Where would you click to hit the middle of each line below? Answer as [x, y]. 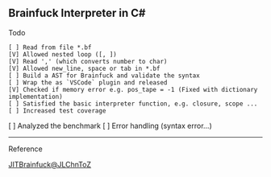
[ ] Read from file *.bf [50, 47]
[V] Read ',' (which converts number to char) [88, 61]
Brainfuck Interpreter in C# [77, 13]
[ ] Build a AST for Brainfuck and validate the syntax [104, 76]
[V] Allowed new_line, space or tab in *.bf [84, 68]
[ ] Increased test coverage [57, 111]
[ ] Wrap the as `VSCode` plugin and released [88, 82]
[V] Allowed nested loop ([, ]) [63, 54]
